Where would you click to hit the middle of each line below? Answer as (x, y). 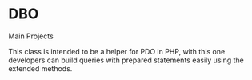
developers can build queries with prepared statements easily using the (126, 60)
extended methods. (40, 68)
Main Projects (31, 36)
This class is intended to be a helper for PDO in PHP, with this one (117, 51)
